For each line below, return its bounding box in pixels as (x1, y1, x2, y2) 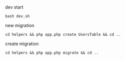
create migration (5, 41, 39, 47)
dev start (5, 4, 24, 10)
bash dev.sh (5, 14, 30, 19)
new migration (5, 22, 35, 28)
